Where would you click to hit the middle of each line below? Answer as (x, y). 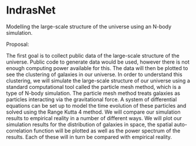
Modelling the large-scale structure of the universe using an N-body (89, 26)
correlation (19, 131)
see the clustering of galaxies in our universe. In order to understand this (94, 74)
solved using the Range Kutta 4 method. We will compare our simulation (93, 112)
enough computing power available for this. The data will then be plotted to (97, 68)
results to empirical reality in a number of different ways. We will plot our (94, 118)
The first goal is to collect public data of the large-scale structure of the (93, 55)
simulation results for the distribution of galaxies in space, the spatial (89, 124)
